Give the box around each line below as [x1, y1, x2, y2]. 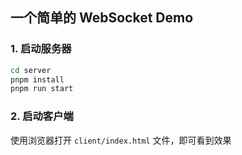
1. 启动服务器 [10, 42, 72, 56]
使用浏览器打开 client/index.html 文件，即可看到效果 [10, 134, 232, 146]
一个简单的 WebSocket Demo [10, 9, 194, 27]
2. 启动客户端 [10, 109, 74, 123]
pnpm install [10, 74, 65, 85]
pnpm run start [10, 84, 74, 94]
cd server [10, 65, 52, 75]
